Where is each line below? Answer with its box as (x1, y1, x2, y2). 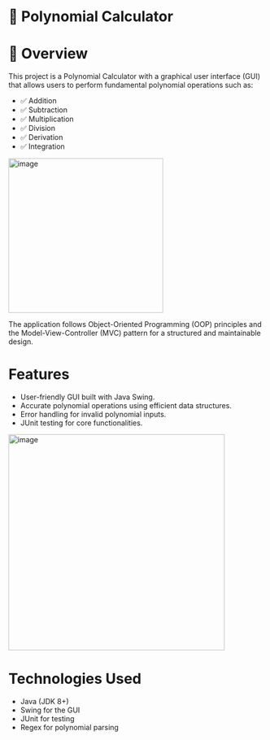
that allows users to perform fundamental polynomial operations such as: (8, 81, 254, 90)
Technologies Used (8, 670, 142, 688)
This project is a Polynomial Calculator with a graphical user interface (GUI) (8, 72, 261, 81)
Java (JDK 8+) (20, 697, 69, 706)
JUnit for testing (20, 714, 75, 723)
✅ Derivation (20, 133, 63, 142)
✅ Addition (20, 96, 57, 106)
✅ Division (20, 124, 55, 133)
